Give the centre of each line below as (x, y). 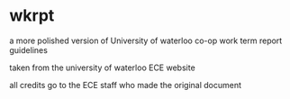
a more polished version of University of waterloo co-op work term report (146, 40)
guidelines (28, 49)
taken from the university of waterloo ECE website (102, 67)
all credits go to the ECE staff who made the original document (125, 85)
